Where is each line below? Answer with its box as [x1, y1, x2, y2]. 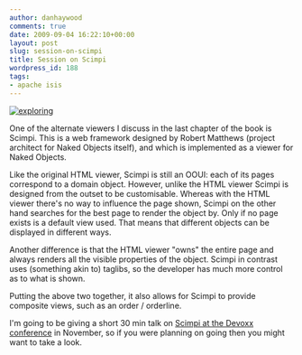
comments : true [9, 22, 67, 31]
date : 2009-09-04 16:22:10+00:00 [9, 30, 135, 39]
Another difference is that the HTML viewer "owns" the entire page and [9, 244, 274, 255]
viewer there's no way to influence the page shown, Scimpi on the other [9, 198, 277, 209]
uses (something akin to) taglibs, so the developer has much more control [9, 263, 283, 274]
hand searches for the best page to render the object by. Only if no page [9, 207, 279, 218]
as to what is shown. [9, 273, 86, 284]
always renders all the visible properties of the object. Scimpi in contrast [9, 254, 278, 265]
